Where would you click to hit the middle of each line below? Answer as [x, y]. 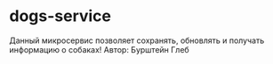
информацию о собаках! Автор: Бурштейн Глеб [99, 49]
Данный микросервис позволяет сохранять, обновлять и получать [137, 40]
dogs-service [60, 16]
